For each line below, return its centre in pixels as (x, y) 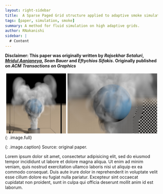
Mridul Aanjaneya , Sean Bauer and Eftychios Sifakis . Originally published (81, 60)
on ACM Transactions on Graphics (41, 66)
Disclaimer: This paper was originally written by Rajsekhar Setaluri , (74, 55)
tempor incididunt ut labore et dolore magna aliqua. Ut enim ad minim (74, 161)
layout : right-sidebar (28, 10)
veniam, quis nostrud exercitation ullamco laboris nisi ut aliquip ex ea (74, 167)
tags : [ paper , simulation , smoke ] (40, 20)
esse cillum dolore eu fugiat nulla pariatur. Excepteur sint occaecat (72, 177)
